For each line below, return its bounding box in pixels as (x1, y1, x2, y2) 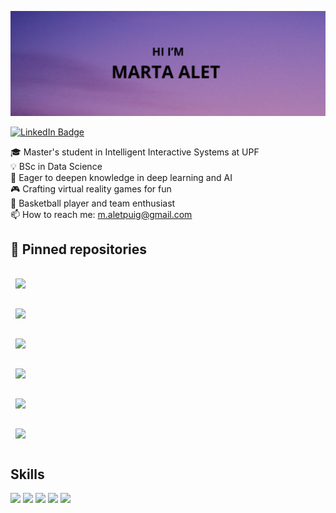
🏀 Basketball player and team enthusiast (10, 197, 176, 209)
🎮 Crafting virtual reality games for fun (10, 182, 172, 195)
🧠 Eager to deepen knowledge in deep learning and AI (10, 171, 233, 183)
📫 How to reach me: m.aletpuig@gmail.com (10, 208, 193, 220)
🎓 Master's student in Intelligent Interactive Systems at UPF (10, 146, 260, 158)
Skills (10, 466, 45, 483)
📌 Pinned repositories (10, 241, 148, 258)
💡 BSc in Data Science (10, 160, 103, 172)
